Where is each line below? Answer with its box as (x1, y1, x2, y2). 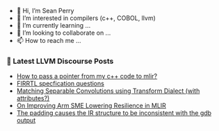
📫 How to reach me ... (16, 37, 81, 44)
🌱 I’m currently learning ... (16, 21, 91, 29)
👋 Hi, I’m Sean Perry (16, 7, 74, 15)
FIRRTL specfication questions (16, 80, 105, 88)
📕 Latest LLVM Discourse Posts (6, 56, 114, 66)
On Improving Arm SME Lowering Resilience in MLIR (16, 101, 166, 110)
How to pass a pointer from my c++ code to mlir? (16, 72, 158, 80)
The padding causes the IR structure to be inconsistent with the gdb (16, 109, 212, 117)
